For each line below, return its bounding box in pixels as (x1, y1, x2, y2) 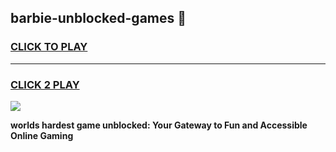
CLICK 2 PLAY (10, 77, 80, 91)
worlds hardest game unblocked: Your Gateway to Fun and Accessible (10, 119, 308, 131)
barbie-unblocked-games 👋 (10, 10, 187, 27)
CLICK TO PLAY (10, 40, 88, 54)
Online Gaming (10, 129, 74, 141)
